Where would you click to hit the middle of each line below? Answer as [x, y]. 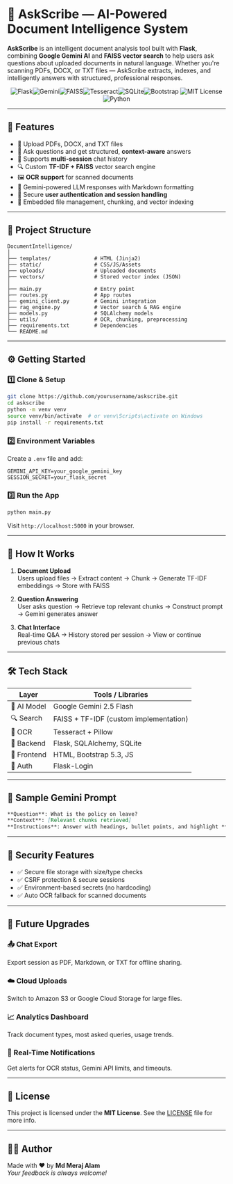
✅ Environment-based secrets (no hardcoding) [84, 887]
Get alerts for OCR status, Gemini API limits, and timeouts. [90, 1068]
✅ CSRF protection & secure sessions [71, 879]
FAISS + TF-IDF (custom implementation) [121, 719]
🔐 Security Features [51, 855]
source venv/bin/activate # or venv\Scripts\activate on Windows [105, 416]
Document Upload [44, 571]
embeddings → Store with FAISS [63, 585]
